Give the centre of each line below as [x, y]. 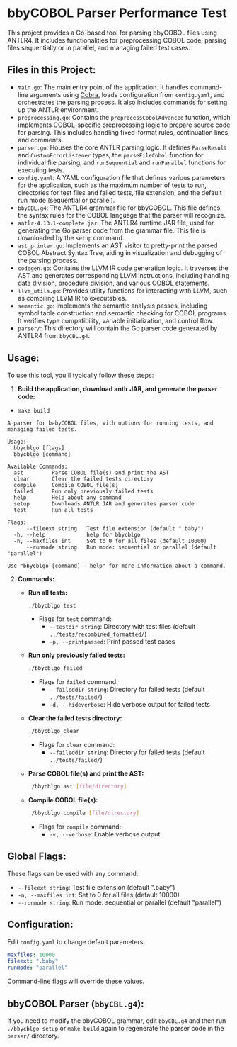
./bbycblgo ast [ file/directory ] [77, 787]
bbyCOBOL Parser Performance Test [117, 13]
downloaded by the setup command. [71, 237]
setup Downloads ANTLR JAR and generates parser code [104, 504]
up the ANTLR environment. [58, 110]
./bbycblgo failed [55, 668]
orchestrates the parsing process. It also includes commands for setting [122, 102]
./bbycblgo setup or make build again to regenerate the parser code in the [116, 1028]
